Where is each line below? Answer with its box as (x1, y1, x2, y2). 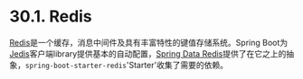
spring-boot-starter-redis (25, 61, 127, 70)
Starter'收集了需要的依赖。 (128, 59, 229, 70)
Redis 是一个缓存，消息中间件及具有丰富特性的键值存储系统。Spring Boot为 (9, 37, 289, 48)
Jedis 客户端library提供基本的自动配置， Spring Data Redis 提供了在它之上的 (9, 48, 287, 59)
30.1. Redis (9, 6, 92, 27)
